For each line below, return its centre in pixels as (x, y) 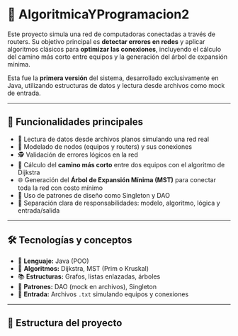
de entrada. (24, 93)
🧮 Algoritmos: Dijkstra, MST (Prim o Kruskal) (83, 268)
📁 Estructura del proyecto (65, 323)
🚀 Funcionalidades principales (75, 122)
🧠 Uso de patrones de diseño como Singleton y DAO (94, 195)
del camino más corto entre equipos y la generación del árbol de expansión (118, 57)
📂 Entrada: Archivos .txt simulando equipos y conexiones (103, 294)
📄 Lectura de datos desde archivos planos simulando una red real (113, 139)
